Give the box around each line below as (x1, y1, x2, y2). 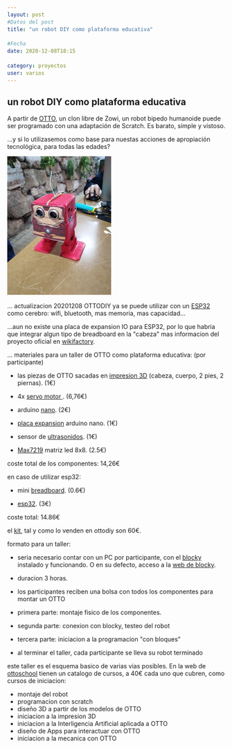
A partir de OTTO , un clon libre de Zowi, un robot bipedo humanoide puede (7, 114, 222, 123)
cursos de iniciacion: (7, 677, 66, 685)
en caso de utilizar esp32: (7, 473, 81, 481)
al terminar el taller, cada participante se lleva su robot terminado (17, 648, 203, 657)
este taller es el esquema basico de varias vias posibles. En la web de (7, 662, 206, 670)
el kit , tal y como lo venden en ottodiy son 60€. (7, 526, 142, 535)
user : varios (7, 69, 45, 76)
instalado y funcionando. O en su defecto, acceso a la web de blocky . (17, 561, 216, 569)
